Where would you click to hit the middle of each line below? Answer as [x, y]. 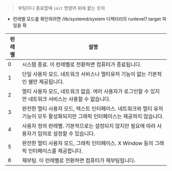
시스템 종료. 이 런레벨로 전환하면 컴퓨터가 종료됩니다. [82, 65]
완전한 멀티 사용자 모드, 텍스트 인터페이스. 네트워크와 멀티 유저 [93, 109]
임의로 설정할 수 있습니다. [66, 134]
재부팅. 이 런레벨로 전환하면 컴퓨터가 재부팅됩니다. [79, 161]
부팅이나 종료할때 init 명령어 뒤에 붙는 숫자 [61, 8]
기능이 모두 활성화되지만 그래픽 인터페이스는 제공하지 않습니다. [93, 116]
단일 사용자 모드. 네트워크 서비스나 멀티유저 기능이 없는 [84, 74]
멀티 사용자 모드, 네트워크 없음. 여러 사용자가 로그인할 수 [86, 91]
